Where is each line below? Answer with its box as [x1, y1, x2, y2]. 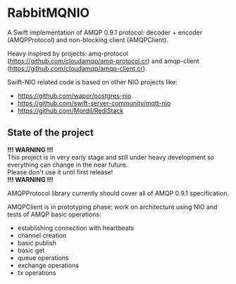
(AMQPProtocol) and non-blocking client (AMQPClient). [7, 35, 169, 44]
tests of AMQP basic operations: [7, 209, 101, 219]
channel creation [17, 231, 67, 240]
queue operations [17, 253, 69, 262]
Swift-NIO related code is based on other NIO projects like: [7, 77, 178, 86]
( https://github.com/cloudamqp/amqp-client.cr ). [7, 64, 147, 72]
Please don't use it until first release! [7, 167, 113, 176]
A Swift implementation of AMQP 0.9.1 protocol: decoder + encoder [7, 28, 203, 37]
